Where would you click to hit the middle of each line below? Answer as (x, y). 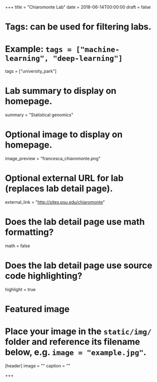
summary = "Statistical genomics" (39, 115)
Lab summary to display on (61, 91)
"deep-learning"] (88, 58)
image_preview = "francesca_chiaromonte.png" (53, 159)
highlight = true (20, 289)
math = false (17, 246)
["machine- (98, 50)
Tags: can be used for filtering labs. (78, 27)
